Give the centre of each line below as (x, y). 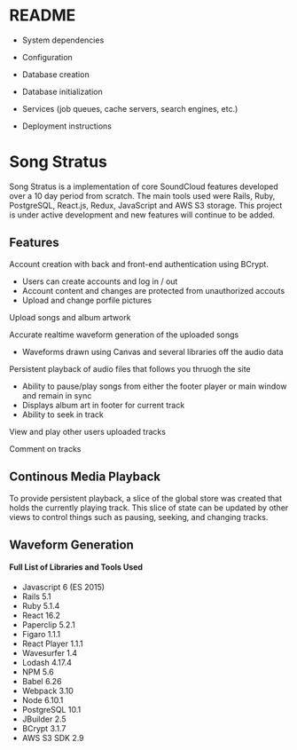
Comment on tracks (45, 448)
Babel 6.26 (42, 682)
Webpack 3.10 (47, 691)
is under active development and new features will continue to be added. (142, 215)
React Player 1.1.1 (52, 643)
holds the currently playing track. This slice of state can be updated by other (149, 508)
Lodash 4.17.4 (47, 663)
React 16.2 (41, 616)
